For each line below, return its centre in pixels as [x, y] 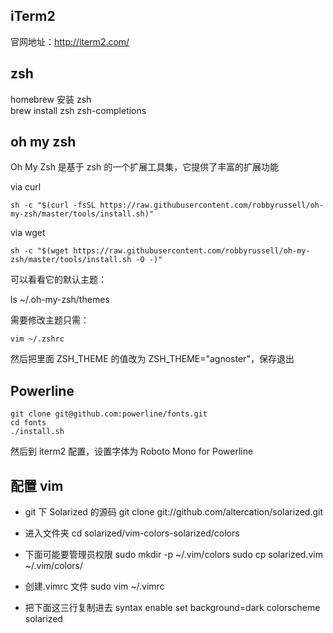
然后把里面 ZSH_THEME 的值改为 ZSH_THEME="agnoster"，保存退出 [152, 359]
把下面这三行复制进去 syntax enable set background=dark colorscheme [172, 608]
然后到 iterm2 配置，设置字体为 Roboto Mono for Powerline [132, 451]
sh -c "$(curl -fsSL [53, 205]
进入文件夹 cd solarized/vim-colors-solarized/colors [132, 533]
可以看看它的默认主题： [58, 280]
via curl [26, 187]
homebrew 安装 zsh [51, 99]
